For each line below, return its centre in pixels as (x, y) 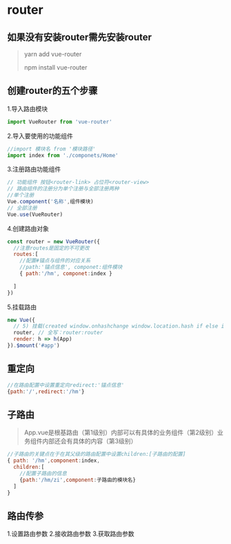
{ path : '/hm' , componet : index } (66, 274)
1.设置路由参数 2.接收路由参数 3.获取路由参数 (71, 534)
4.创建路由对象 (28, 228)
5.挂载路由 (22, 307)
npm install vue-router (56, 67)
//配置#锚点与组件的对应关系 (55, 261)
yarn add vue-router (53, 54)
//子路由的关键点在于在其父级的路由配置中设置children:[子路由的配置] (97, 454)
